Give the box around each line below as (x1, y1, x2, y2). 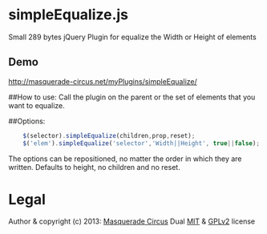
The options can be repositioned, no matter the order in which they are (8, 154, 242, 163)
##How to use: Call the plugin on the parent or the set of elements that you (8, 92, 256, 102)
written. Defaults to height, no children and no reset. (8, 162, 180, 171)
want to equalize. (8, 100, 66, 110)
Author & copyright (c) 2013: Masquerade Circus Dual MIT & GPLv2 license (8, 216, 255, 226)
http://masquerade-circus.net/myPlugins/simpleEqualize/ (8, 76, 198, 86)
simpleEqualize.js (8, 6, 129, 24)
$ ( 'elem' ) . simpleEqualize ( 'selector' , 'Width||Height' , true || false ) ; (22, 139, 261, 147)
